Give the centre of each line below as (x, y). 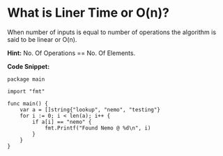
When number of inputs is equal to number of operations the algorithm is (112, 32)
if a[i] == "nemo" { (62, 122)
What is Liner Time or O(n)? (88, 13)
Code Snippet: (29, 66)
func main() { (28, 103)
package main (26, 79)
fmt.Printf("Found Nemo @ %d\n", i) (98, 128)
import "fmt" (26, 91)
